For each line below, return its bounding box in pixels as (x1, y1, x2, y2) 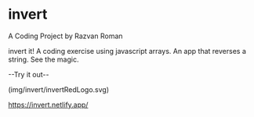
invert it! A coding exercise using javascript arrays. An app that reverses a (8, 46, 247, 55)
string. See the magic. (8, 55, 79, 64)
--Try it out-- (8, 69, 49, 79)
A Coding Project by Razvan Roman (8, 31, 123, 41)
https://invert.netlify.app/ (8, 100, 89, 109)
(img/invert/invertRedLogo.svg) (8, 84, 110, 94)
